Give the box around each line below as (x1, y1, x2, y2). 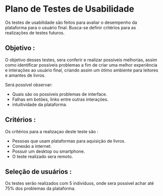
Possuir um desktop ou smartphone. (12, 148, 85, 154)
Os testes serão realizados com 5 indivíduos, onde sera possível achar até (5, 180, 154, 186)
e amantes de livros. (5, 72, 46, 78)
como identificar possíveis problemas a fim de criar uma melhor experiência (5, 62, 158, 68)
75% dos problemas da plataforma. (5, 186, 76, 192)
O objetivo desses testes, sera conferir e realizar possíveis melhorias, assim (5, 57, 157, 63)
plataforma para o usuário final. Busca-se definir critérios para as (5, 24, 136, 30)
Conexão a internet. (12, 143, 52, 149)
